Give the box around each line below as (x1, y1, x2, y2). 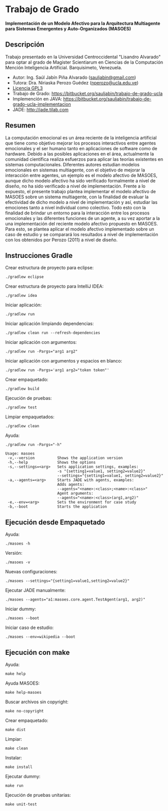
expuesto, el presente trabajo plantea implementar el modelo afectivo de (5, 188, 156, 194)
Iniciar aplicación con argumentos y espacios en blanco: (5, 358, 123, 364)
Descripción (5, 40, 44, 49)
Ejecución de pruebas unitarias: (5, 792, 71, 798)
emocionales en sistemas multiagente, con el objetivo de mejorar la (5, 167, 145, 173)
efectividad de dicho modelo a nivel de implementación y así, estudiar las (5, 199, 158, 205)
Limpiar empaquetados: (5, 414, 54, 420)
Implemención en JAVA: (12, 96, 62, 102)
